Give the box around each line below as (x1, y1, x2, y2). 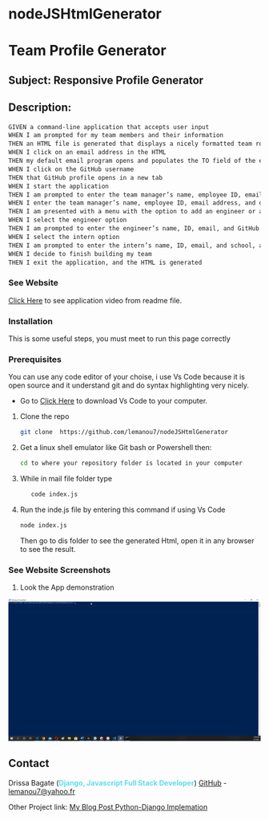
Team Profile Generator (8, 42, 167, 60)
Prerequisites (8, 354, 62, 365)
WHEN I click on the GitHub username (8, 165, 134, 173)
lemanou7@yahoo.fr (8, 786, 76, 796)
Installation (8, 315, 54, 327)
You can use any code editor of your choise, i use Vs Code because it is (8, 372, 246, 382)
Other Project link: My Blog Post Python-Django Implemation (8, 802, 208, 811)
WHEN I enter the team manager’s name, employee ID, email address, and (8, 199, 256, 207)
